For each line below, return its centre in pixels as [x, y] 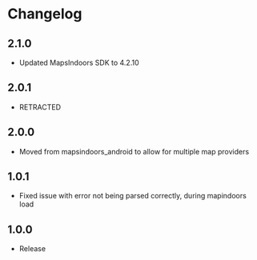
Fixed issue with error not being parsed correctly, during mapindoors [133, 196]
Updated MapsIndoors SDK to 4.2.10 [79, 62]
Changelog [45, 14]
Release [32, 249]
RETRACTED [40, 107]
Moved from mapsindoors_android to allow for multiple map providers [134, 151]
